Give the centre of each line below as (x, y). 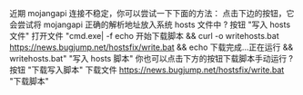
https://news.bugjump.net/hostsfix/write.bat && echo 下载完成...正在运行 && (151, 47)
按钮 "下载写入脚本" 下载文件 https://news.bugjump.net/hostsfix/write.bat (147, 70)
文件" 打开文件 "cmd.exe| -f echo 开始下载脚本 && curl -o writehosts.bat (144, 36)
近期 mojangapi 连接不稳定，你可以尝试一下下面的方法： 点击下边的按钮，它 (152, 13)
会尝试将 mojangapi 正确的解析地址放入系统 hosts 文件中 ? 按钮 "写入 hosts (150, 24)
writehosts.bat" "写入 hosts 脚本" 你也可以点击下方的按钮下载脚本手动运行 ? (151, 58)
